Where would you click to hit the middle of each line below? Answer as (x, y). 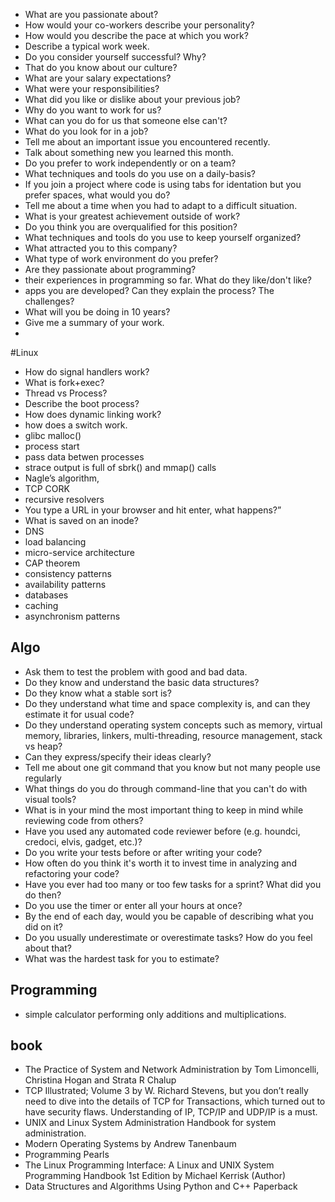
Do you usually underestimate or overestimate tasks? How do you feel (168, 937)
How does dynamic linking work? (93, 414)
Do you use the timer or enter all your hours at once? (133, 905)
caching (41, 605)
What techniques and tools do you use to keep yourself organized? (163, 237)
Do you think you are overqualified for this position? (131, 227)
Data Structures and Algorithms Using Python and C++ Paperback (161, 1186)
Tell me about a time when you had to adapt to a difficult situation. (161, 205)
